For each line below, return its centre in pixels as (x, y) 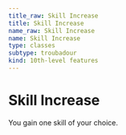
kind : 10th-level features (53, 61)
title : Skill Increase (46, 23)
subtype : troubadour (43, 53)
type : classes (32, 46)
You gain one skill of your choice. (63, 122)
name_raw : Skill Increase (51, 31)
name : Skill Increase (45, 38)
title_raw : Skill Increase (53, 16)
